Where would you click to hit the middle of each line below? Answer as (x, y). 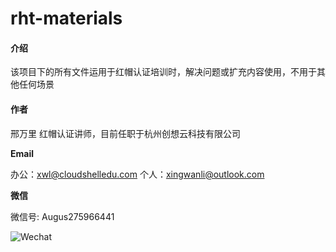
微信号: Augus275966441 (62, 216)
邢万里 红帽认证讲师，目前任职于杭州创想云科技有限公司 (125, 133)
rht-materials (66, 18)
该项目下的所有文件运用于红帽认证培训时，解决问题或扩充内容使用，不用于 (163, 72)
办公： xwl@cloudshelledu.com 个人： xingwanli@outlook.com (137, 174)
